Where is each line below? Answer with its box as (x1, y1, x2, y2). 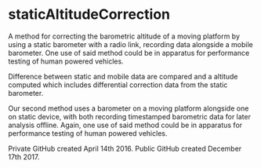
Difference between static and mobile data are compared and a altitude (8, 71, 238, 81)
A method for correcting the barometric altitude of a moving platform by (8, 31, 241, 41)
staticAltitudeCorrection (8, 5, 171, 24)
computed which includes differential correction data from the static (8, 80, 228, 89)
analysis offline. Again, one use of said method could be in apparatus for (8, 120, 243, 130)
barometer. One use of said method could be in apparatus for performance (8, 48, 250, 57)
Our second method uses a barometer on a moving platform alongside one (8, 104, 249, 113)
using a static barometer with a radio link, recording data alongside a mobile (8, 39, 253, 49)
